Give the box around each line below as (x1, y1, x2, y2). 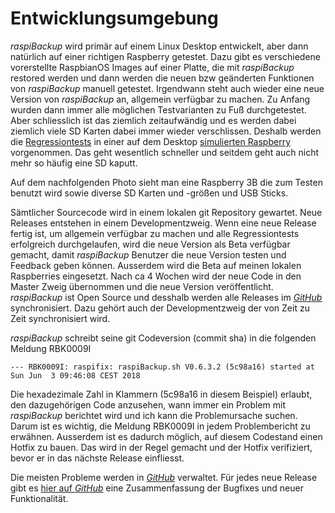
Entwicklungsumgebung (10, 7, 219, 30)
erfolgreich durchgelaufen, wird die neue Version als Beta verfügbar (10, 238, 291, 250)
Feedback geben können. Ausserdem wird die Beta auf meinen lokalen (10, 259, 302, 271)
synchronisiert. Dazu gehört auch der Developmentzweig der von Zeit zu (10, 302, 310, 314)
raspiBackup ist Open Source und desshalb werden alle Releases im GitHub (10, 291, 323, 303)
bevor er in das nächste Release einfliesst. (10, 452, 185, 464)
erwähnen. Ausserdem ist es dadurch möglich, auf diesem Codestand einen (10, 430, 323, 442)
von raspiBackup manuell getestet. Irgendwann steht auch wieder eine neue (10, 82, 325, 94)
